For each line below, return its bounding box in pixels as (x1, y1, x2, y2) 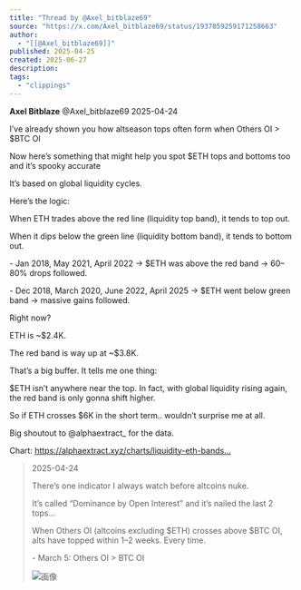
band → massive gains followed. (9, 294, 131, 305)
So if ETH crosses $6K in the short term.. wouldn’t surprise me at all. (9, 409, 266, 420)
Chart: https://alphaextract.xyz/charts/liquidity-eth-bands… (9, 445, 231, 456)
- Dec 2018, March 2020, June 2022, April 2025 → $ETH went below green (9, 285, 291, 296)
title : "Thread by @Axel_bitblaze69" (9, 13, 152, 23)
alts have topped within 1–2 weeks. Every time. (31, 535, 207, 546)
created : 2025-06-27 (9, 55, 88, 64)
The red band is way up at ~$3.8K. (9, 347, 139, 359)
